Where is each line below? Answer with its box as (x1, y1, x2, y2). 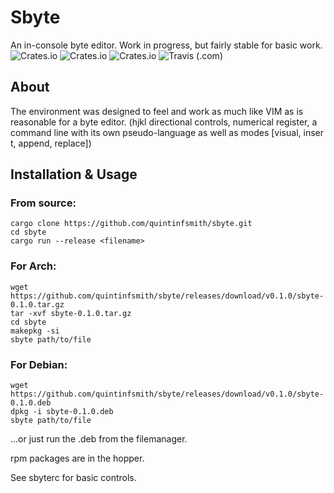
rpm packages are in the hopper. (10, 452, 145, 465)
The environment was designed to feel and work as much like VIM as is (10, 105, 304, 117)
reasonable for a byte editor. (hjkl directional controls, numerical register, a (10, 116, 318, 128)
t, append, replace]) (10, 137, 92, 149)
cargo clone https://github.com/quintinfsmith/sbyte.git (10, 219, 253, 229)
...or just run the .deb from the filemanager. (10, 433, 188, 445)
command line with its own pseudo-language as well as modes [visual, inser (10, 126, 324, 138)
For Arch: (10, 259, 57, 273)
